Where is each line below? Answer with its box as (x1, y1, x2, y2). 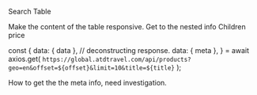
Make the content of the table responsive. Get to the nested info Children (8, 22, 247, 31)
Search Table (8, 7, 51, 16)
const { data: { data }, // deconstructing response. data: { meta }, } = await (8, 46, 250, 55)
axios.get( (8, 55, 41, 63)
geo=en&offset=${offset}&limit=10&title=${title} (8, 64, 176, 72)
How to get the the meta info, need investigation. (8, 78, 168, 87)
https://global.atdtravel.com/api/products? (42, 55, 191, 63)
